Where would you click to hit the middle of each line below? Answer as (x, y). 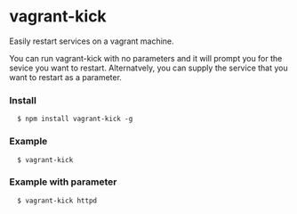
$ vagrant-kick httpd (57, 201)
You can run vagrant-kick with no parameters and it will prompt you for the (146, 58)
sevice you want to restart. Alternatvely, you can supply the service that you (148, 68)
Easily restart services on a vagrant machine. (92, 41)
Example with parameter (63, 182)
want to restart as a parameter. (66, 77)
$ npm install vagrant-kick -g (75, 119)
